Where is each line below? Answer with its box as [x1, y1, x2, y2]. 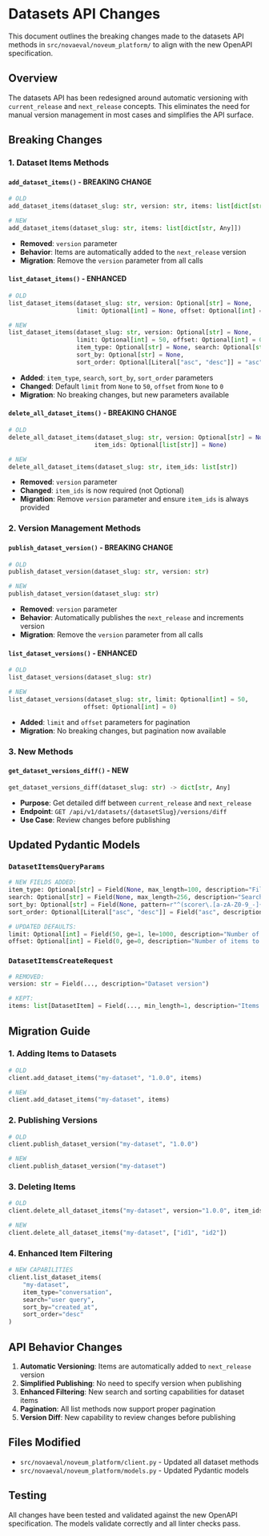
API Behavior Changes [8, 1340, 122, 1354]
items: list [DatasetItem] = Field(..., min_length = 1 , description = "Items [8, 1002, 260, 1010]
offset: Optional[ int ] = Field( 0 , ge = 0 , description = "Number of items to [8, 937, 260, 945]
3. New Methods [8, 746, 74, 757]
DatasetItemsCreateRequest [8, 957, 114, 966]
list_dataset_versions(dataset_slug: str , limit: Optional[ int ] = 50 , [8, 695, 249, 703]
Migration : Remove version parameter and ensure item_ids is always [19, 494, 249, 504]
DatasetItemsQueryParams [8, 862, 106, 871]
